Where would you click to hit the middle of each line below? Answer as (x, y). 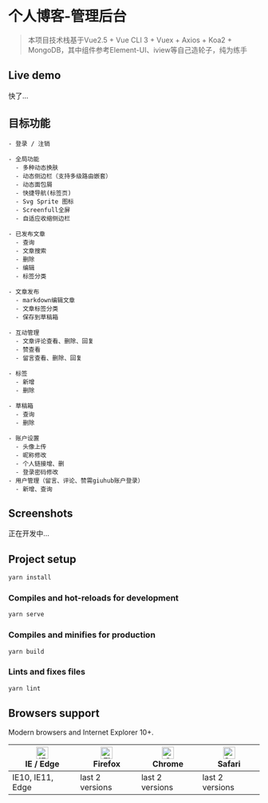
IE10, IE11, (33, 777)
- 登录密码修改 (37, 472)
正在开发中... (29, 533)
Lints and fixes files (47, 672)
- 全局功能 (24, 159)
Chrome (168, 764)
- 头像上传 (31, 447)
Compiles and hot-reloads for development (94, 597)
